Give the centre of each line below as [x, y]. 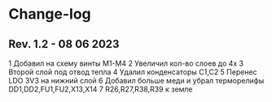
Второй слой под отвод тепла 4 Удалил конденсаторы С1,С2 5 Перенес [133, 72]
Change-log [50, 14]
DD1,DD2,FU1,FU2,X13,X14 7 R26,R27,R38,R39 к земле [101, 89]
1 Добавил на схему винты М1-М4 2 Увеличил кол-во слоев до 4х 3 [126, 63]
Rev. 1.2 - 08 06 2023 [64, 44]
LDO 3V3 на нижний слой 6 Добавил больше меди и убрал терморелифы [136, 81]
